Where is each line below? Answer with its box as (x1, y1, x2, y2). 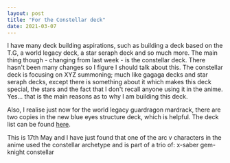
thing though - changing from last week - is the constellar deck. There (7, 56, 206, 64)
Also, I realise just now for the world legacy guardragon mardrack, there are (7, 105, 221, 114)
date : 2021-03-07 (7, 23, 57, 29)
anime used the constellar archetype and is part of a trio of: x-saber (7, 141, 199, 149)
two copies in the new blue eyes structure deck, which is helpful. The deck (7, 113, 219, 121)
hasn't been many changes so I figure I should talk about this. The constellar (7, 63, 223, 72)
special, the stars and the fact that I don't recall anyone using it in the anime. (7, 85, 223, 93)
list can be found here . (7, 121, 71, 129)
